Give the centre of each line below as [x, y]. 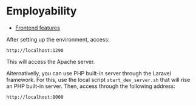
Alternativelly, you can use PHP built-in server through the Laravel [89, 73]
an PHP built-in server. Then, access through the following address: [91, 86]
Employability [42, 11]
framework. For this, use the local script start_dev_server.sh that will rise [98, 79]
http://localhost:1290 [35, 50]
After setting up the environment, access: [58, 39]
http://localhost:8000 [35, 97]
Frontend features [38, 28]
